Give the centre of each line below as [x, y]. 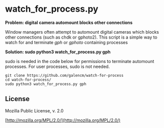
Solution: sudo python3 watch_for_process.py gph [58, 52]
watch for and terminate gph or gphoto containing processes [67, 42]
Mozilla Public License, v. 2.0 [34, 110]
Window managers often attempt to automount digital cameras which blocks [82, 32]
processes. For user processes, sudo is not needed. [58, 66]
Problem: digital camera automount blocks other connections [69, 22]
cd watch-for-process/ [28, 80]
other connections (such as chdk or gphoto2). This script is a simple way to [81, 37]
